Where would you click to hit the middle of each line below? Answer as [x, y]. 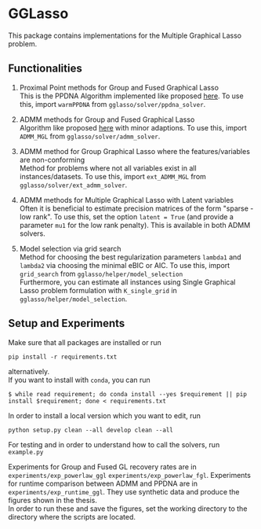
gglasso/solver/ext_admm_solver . [73, 185]
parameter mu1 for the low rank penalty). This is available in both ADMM [135, 225]
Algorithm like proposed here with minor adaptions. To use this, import [133, 127]
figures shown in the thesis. [53, 500]
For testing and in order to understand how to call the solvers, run [114, 444]
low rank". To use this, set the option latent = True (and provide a [126, 216]
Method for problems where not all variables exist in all [108, 168]
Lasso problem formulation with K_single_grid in [98, 290]
